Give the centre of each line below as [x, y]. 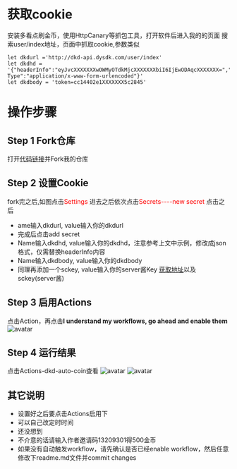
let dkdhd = [25, 63]
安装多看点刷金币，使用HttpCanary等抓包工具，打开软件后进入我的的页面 [114, 35]
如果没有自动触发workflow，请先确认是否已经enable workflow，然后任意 [123, 449]
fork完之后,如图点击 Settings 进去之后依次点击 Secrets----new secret [106, 201]
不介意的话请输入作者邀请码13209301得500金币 [87, 440]
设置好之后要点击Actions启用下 [62, 414]
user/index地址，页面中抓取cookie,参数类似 [76, 44]
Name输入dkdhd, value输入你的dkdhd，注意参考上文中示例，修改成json [122, 243]
